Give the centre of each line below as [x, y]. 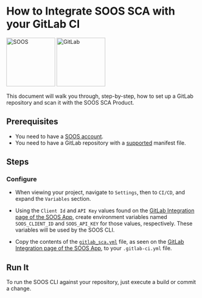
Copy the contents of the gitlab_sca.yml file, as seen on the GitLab [99, 242]
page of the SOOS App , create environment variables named [91, 217]
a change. [19, 289]
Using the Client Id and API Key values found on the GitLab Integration [105, 210]
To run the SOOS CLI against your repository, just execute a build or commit [101, 282]
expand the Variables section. [53, 199]
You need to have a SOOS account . [59, 136]
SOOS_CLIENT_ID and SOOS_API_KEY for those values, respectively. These [104, 224]
